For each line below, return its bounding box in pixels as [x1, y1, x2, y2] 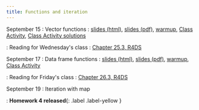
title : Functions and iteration [6, 8, 88, 15]
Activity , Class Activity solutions [6, 31, 86, 39]
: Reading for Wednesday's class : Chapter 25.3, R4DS [6, 44, 142, 51]
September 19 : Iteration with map [6, 85, 91, 92]
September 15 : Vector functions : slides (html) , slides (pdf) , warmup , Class [6, 25, 194, 33]
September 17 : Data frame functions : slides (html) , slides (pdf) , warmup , [6, 55, 189, 62]
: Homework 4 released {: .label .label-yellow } [6, 97, 122, 104]
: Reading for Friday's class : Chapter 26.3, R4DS [6, 73, 128, 80]
